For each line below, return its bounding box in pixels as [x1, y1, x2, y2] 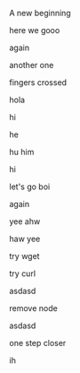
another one [9, 60, 54, 70]
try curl [9, 268, 36, 279]
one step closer [9, 338, 67, 348]
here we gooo [9, 25, 60, 35]
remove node [9, 303, 58, 313]
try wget [9, 251, 40, 261]
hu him [9, 147, 35, 157]
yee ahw [9, 216, 41, 227]
